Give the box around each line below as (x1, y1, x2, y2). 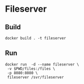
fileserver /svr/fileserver (7, 75, 64, 80)
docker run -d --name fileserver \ (5, 62, 79, 67)
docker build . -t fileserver (5, 36, 67, 41)
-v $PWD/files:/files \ (7, 66, 55, 71)
